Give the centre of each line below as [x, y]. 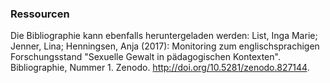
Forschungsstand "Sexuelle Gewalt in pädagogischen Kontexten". [145, 57]
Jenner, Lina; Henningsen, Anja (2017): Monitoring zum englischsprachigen [165, 46]
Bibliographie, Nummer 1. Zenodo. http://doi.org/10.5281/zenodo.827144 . [160, 68]
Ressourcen [40, 14]
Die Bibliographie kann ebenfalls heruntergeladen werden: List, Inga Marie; [164, 36]
